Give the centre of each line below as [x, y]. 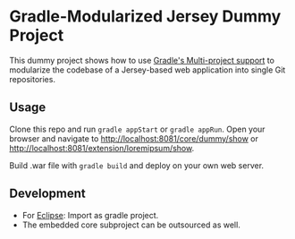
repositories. [33, 79]
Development [48, 194]
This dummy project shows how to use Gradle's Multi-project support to [142, 60]
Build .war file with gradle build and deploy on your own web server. [137, 165]
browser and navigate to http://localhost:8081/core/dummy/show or [134, 138]
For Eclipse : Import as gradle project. [90, 215]
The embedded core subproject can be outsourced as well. [131, 225]
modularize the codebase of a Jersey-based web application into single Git [147, 70]
